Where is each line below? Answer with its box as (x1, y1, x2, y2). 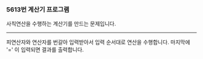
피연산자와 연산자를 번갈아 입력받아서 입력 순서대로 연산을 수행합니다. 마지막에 (6, 39, 190, 46)
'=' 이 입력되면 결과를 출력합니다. (6, 46, 84, 54)
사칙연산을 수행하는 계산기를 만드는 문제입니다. (6, 20, 117, 28)
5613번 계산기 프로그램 (6, 5, 69, 13)
